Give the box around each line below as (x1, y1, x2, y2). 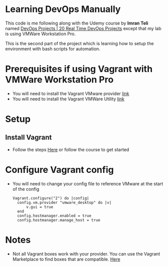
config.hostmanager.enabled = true (17, 213, 92, 218)
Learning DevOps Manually (5, 4, 121, 15)
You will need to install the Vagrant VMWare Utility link (12, 96, 124, 102)
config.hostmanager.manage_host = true (17, 217, 100, 222)
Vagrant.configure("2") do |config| (12, 195, 89, 201)
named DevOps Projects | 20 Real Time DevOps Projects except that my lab (5, 25, 161, 31)
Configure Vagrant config (5, 164, 114, 176)
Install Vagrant (5, 133, 52, 142)
